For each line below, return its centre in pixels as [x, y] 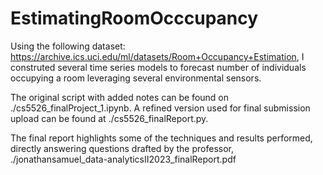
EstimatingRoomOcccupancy [134, 18]
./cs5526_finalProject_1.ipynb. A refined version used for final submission [160, 108]
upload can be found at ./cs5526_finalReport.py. [109, 118]
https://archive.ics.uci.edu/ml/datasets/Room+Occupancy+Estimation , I [157, 56]
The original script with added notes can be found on [120, 97]
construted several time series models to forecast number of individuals [158, 67]
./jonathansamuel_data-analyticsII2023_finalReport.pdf [123, 159]
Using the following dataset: [68, 46]
